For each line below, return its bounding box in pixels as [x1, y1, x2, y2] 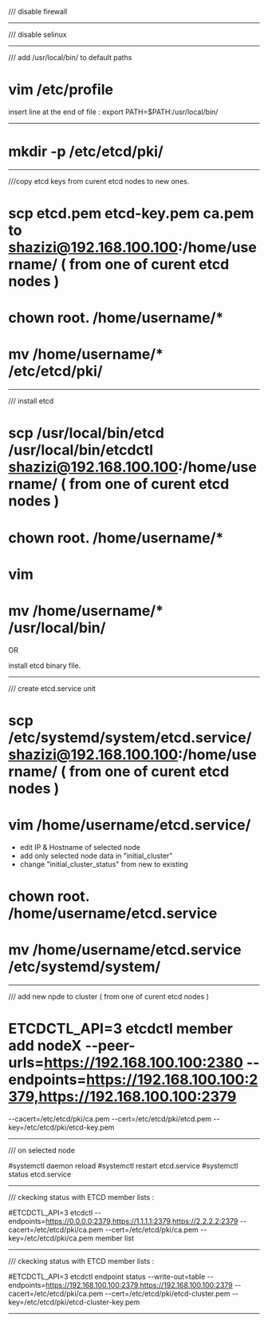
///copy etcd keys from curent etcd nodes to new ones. [8, 176, 190, 186]
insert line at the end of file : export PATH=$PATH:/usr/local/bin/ [8, 107, 219, 117]
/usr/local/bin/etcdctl [8, 441, 154, 459]
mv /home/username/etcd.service [8, 941, 242, 959]
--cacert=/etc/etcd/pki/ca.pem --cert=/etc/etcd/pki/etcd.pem [8, 1114, 212, 1123]
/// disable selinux [8, 30, 67, 39]
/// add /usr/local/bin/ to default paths [8, 53, 132, 62]
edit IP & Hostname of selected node [19, 842, 141, 852]
